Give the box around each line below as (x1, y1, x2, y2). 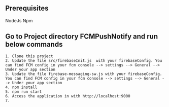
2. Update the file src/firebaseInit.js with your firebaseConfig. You (5, 58, 162, 63)
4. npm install (5, 85, 38, 90)
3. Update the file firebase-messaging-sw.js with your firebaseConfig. (5, 71, 162, 77)
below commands (5, 40, 63, 49)
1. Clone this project (5, 53, 53, 59)
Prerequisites (5, 4, 49, 13)
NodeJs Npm (5, 17, 33, 23)
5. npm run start (5, 89, 42, 94)
